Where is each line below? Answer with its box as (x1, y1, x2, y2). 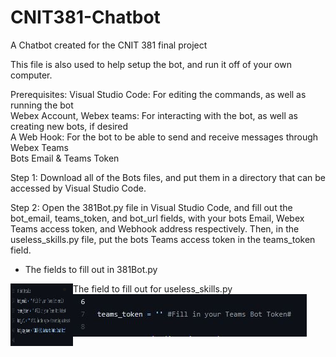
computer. (10, 69, 53, 81)
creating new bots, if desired (10, 120, 129, 132)
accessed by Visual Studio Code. (10, 182, 147, 194)
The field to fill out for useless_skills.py (73, 282, 233, 295)
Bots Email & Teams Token (10, 152, 120, 164)
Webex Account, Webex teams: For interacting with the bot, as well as (10, 109, 298, 121)
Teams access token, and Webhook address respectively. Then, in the (10, 222, 300, 235)
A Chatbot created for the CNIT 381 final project (10, 39, 208, 51)
